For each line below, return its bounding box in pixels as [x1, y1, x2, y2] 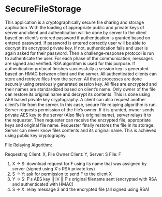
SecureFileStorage [5, 3, 81, 15]
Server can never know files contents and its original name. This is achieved [5, 127, 157, 133]
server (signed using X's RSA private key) [12, 166, 95, 171]
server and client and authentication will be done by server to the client [5, 30, 147, 35]
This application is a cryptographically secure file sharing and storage [5, 19, 144, 25]
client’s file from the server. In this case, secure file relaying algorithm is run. [5, 102, 157, 107]
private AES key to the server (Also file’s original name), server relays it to [5, 112, 151, 118]
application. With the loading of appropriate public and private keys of [5, 24, 144, 30]
